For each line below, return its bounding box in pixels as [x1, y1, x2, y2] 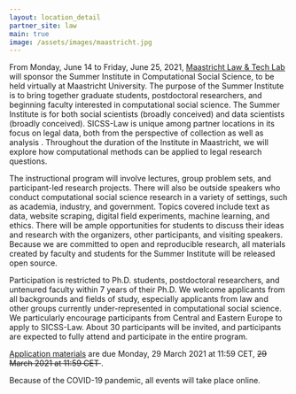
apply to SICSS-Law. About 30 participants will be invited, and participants [9, 322, 282, 333]
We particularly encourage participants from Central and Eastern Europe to [9, 313, 284, 323]
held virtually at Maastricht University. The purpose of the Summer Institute [9, 81, 284, 91]
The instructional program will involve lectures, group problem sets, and [9, 174, 272, 184]
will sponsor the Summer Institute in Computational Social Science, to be [9, 72, 275, 82]
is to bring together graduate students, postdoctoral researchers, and [9, 90, 263, 101]
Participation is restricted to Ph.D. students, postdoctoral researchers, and [9, 275, 280, 286]
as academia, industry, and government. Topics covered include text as [9, 201, 270, 212]
